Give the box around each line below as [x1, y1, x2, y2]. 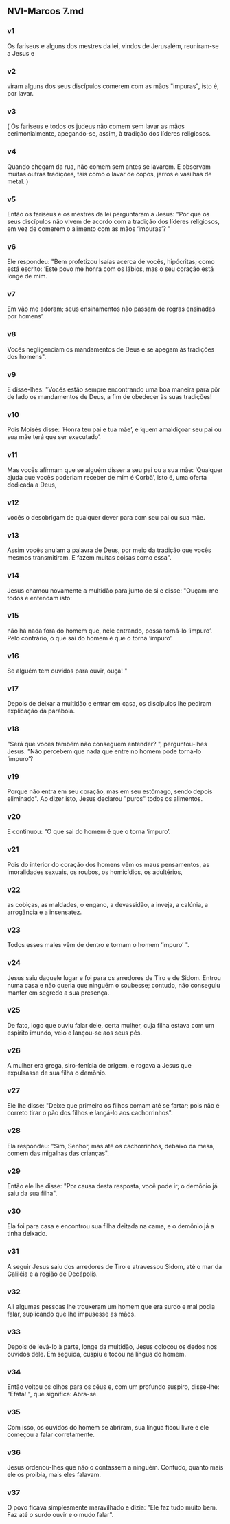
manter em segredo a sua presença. [7, 988, 110, 997]
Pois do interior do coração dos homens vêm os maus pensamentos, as [7, 860, 210, 868]
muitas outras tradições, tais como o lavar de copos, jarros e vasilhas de [7, 170, 212, 178]
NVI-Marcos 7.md [7, 6, 84, 17]
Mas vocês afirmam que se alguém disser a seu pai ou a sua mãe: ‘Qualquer [7, 465, 223, 474]
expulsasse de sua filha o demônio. [7, 1068, 107, 1077]
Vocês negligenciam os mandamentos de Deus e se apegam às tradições [7, 345, 215, 354]
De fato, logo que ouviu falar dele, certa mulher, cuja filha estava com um [7, 1021, 215, 1029]
